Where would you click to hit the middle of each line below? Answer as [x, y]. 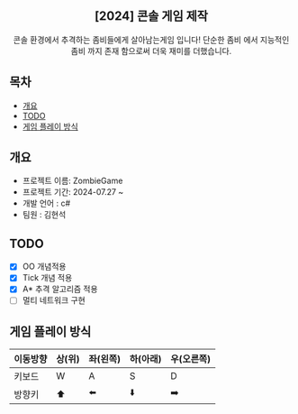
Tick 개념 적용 [47, 278]
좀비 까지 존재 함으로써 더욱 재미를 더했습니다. [151, 51]
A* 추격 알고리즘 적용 [60, 289]
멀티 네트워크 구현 [54, 300]
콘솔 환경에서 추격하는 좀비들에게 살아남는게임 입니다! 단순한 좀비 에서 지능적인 [151, 40]
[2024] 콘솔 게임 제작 [151, 16]
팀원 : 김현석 [44, 215]
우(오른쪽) [191, 359]
